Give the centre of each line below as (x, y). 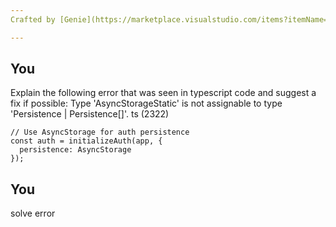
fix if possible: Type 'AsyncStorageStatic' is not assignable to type (146, 103)
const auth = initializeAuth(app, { (86, 141)
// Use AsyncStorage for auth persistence (100, 132)
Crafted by (33, 19)
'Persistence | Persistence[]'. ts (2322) (90, 114)
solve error (33, 213)
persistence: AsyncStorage (75, 150)
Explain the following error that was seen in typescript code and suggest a (163, 93)
